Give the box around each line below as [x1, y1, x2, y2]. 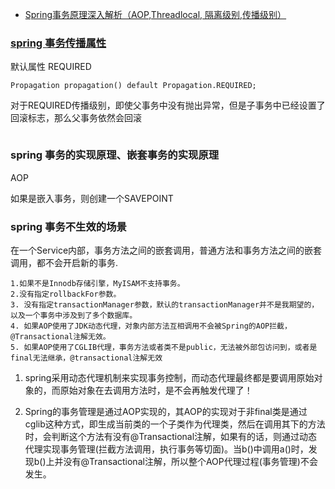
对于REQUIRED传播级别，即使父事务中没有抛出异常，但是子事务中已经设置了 [10, 99, 326, 112]
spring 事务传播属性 [10, 36, 107, 50]
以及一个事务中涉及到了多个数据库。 [10, 310, 138, 320]
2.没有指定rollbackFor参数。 [10, 289, 122, 299]
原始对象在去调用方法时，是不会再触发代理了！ [59, 384, 253, 396]
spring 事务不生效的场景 [10, 219, 127, 233]
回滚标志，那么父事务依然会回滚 [10, 112, 142, 124]
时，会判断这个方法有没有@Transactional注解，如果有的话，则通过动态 [24, 430, 318, 442]
